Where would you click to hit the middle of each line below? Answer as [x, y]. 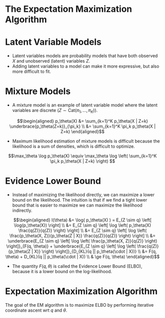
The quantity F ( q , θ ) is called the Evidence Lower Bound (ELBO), [77, 266]
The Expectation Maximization [69, 9]
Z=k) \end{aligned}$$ [82, 131]
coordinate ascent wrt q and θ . [36, 310]
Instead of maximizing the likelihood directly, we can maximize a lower [83, 194]
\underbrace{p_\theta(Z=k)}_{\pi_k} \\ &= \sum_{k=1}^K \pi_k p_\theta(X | [82, 126]
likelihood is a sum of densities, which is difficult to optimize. [73, 146]
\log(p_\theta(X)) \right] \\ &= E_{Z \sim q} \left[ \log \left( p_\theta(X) [82, 225]
